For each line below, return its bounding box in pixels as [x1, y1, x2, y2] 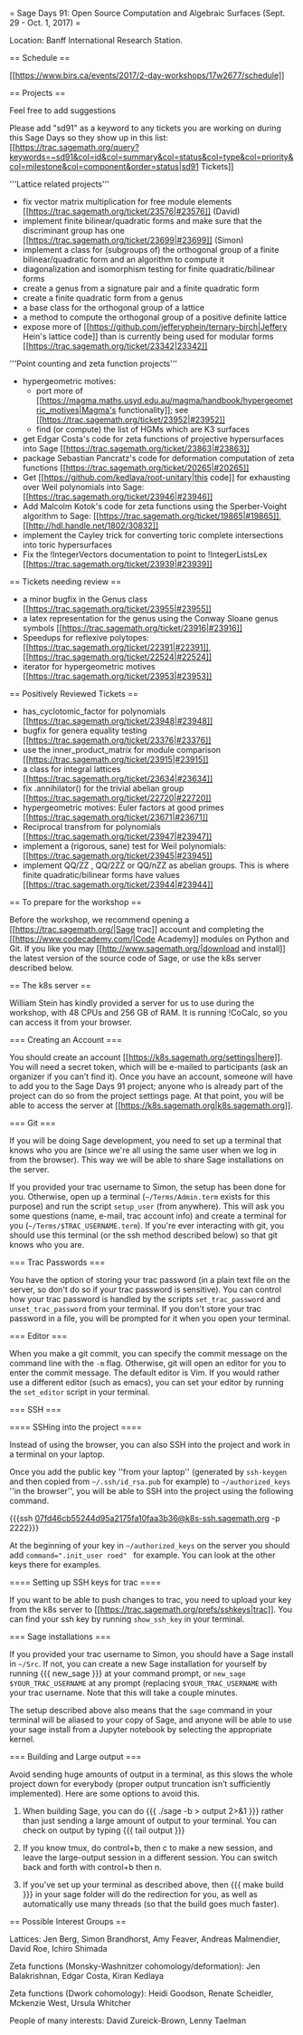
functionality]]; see [118, 405, 189, 415]
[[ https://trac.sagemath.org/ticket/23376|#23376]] [22, 735, 212, 746]
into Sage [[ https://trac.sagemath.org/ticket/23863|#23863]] [22, 443, 251, 454]
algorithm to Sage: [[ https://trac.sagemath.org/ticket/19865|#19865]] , [22, 511, 282, 521]
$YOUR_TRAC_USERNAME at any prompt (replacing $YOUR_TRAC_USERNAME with [9, 1678, 278, 1688]
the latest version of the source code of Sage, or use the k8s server [9, 953, 262, 963]
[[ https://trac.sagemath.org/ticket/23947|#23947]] [22, 831, 213, 842]
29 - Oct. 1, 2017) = [9, 17, 81, 28]
